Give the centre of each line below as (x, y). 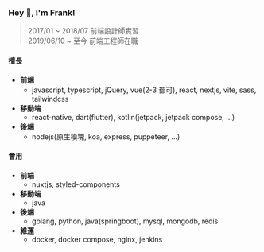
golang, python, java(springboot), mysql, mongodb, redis (125, 221)
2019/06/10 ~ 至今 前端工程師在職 (83, 41)
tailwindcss (50, 99)
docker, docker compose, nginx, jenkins (97, 239)
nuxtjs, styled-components (76, 184)
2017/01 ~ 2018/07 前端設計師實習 (83, 31)
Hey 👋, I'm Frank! (42, 13)
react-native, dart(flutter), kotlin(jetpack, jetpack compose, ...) (133, 117)
